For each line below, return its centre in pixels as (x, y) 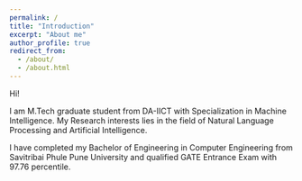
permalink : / (34, 18)
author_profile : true (50, 43)
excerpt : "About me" (48, 34)
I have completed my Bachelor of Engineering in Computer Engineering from (151, 147)
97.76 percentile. (40, 167)
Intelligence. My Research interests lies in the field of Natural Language (142, 120)
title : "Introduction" (52, 26)
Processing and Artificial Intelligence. (78, 130)
